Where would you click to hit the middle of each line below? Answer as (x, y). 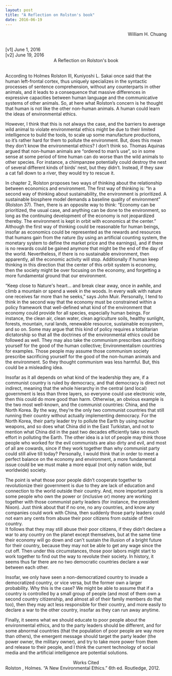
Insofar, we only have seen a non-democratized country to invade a (77, 577)
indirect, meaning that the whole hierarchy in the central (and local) (76, 389)
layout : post (19, 10)
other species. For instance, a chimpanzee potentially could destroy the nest (86, 162)
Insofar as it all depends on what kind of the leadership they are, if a (77, 377)
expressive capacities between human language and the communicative (81, 98)
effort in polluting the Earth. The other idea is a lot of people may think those (86, 437)
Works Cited (86, 663)
